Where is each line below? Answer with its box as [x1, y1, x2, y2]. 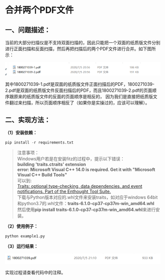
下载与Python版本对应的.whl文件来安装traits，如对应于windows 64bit [17, 194, 158, 200]
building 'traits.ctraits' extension [17, 161, 86, 167]
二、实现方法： [5, 115, 51, 124]
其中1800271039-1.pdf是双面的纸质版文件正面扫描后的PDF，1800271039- [5, 81, 155, 87]
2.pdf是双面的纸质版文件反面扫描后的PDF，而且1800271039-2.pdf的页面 [5, 87, 153, 94]
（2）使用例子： [5, 223, 38, 229]
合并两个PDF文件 [5, 4, 74, 16]
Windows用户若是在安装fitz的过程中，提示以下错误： [17, 156, 125, 162]
